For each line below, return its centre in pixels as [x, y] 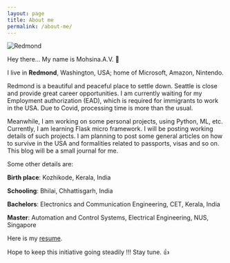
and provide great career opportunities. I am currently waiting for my [105, 93]
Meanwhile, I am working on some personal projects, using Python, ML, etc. [115, 121]
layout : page [26, 13]
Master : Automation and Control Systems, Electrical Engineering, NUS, [108, 217]
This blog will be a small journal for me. [63, 151]
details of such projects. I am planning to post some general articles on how [115, 136]
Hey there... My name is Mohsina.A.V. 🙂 [63, 59]
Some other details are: [40, 164]
